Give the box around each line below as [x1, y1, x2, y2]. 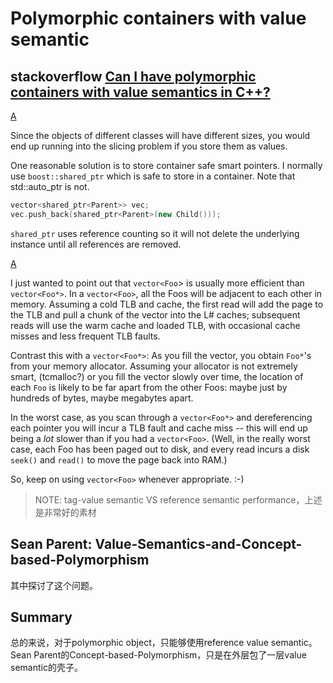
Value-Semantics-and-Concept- [94, 536, 303, 553]
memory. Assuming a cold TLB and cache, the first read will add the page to [10, 298, 324, 310]
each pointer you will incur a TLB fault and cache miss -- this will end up [10, 422, 308, 434]
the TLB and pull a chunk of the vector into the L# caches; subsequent [10, 308, 301, 321]
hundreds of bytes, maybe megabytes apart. [10, 392, 194, 404]
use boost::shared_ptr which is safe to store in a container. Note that [10, 170, 296, 182]
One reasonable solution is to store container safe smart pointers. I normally [10, 160, 323, 171]
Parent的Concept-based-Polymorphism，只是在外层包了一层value [33, 649, 307, 661]
